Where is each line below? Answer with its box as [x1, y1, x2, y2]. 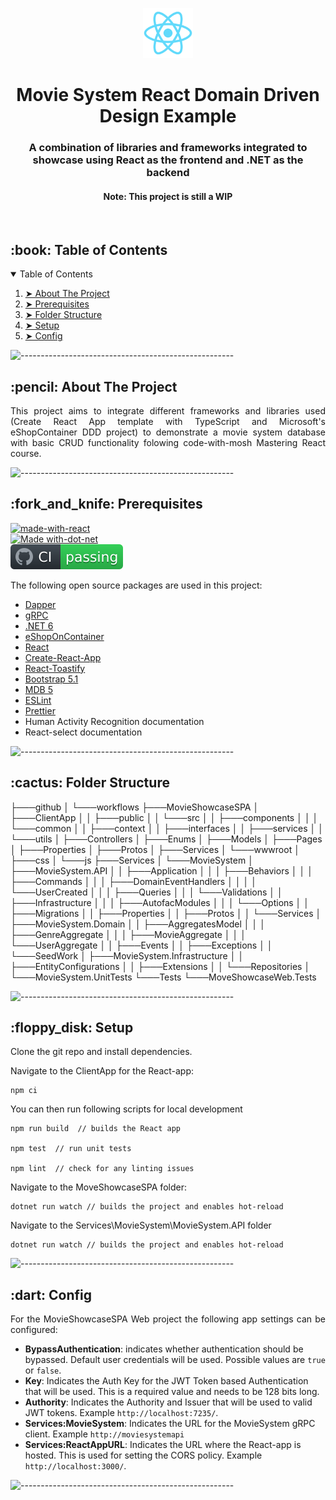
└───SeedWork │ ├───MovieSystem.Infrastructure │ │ [10, 949, 245, 962]
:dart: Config [10, 1286, 93, 1303]
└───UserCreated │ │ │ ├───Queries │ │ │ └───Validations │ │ [10, 886, 283, 898]
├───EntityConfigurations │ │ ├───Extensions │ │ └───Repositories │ [10, 960, 311, 972]
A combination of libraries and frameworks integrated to [28, 141, 308, 155]
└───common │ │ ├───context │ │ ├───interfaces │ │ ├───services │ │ [10, 822, 325, 834]
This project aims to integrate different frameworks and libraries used [10, 404, 326, 417]
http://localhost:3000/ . [24, 1460, 127, 1472]
